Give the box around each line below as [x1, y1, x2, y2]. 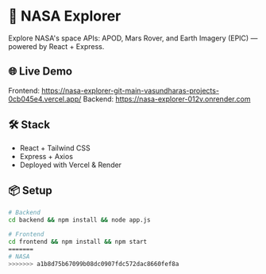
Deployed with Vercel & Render [19, 160, 121, 169]
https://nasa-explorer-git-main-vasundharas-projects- [40, 86, 220, 95]
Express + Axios [19, 151, 74, 161]
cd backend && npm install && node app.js [8, 216, 151, 224]
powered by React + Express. [8, 41, 105, 51]
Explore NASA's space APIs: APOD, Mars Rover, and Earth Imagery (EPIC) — [8, 33, 258, 43]
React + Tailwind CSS [19, 143, 91, 153]
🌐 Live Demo [8, 65, 73, 78]
